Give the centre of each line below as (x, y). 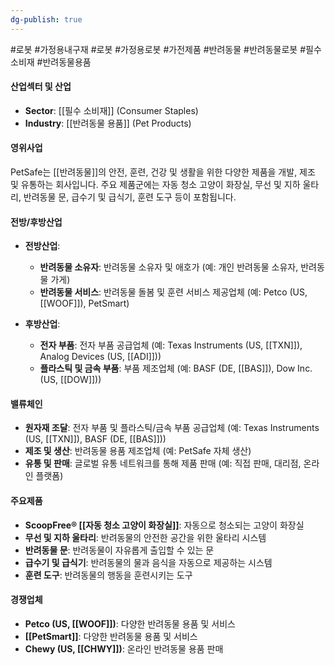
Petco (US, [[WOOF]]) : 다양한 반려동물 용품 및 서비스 (130, 623)
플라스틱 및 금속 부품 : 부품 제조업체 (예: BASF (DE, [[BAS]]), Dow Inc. (176, 368)
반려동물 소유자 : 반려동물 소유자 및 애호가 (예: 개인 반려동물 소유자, (169, 267)
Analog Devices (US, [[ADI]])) (100, 357)
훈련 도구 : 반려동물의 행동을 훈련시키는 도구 (108, 575)
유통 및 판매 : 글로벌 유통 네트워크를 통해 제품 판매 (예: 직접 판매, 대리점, (163, 463)
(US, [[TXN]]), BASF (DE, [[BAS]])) (95, 439)
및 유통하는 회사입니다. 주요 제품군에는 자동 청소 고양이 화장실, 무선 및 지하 (155, 185)
